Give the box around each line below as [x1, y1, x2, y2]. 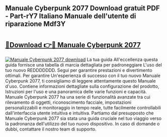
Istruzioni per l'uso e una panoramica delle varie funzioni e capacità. [5, 89, 147, 95]
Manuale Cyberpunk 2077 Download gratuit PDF [5, 4, 160, 13]
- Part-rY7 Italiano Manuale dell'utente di [5, 12, 136, 21]
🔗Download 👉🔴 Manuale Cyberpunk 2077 [5, 40, 141, 49]
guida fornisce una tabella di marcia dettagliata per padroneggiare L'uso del [5, 62, 162, 67]
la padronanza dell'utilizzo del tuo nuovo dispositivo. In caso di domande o [5, 121, 160, 126]
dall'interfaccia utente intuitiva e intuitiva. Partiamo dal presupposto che [5, 110, 154, 116]
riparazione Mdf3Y [5, 20, 66, 28]
